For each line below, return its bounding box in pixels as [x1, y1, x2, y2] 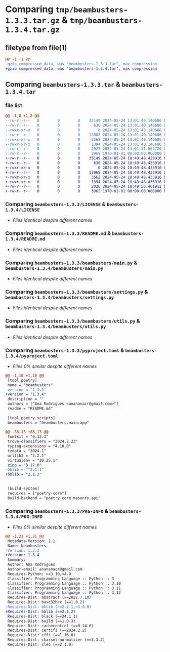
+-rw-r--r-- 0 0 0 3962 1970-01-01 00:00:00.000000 [5, 189, 162, 194]
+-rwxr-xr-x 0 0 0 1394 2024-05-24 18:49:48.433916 [5, 179, 162, 184]
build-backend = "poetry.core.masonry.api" [7, 495, 101, 501]
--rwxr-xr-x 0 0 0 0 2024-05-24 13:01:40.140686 [5, 128, 162, 133]
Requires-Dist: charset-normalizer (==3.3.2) [7, 637, 105, 642]
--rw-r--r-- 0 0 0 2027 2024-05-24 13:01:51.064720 [5, 146, 162, 151]
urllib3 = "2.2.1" [7, 453, 47, 458]
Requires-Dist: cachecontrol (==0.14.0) [7, 623, 94, 628]
